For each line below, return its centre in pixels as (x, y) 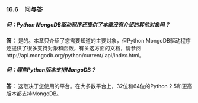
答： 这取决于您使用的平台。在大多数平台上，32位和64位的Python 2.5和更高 (99, 86)
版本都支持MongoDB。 (34, 94)
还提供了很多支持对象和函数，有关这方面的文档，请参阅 (74, 48)
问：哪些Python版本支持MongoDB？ (51, 70)
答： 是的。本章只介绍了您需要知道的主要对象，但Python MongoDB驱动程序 (98, 40)
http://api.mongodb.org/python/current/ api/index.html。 (76, 55)
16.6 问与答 (25, 9)
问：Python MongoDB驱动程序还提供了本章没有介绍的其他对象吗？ (88, 24)
